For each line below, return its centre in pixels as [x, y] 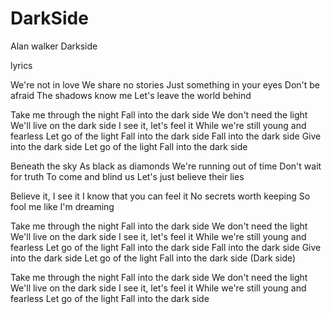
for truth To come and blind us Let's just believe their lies [127, 176]
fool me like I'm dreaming [62, 206]
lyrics [21, 65]
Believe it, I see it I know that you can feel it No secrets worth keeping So [160, 196]
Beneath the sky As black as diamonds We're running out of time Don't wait [166, 166]
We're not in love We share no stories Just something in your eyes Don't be [165, 84]
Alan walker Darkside [54, 46]
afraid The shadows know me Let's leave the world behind [131, 95]
